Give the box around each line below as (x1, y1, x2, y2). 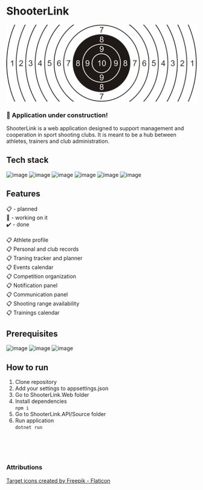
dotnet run (14, 425, 43, 431)
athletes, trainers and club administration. (6, 137, 110, 145)
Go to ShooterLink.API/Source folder (14, 411, 106, 418)
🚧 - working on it (6, 214, 48, 221)
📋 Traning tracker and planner (6, 254, 83, 262)
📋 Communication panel (6, 291, 68, 298)
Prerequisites (6, 329, 58, 339)
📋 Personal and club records (6, 245, 79, 253)
